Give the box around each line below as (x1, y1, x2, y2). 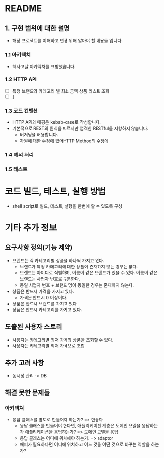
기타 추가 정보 (5, 222, 57, 233)
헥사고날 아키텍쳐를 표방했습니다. (12, 64, 76, 70)
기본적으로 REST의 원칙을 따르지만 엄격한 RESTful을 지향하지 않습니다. (12, 125, 149, 131)
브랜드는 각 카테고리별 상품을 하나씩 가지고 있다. (12, 257, 104, 263)
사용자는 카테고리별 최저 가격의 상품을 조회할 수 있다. (12, 337, 114, 343)
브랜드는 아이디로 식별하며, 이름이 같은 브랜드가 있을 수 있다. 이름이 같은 (19, 269, 158, 275)
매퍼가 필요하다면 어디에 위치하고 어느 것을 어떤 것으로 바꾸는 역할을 (19, 441, 150, 447)
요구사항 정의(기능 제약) (5, 243, 73, 252)
